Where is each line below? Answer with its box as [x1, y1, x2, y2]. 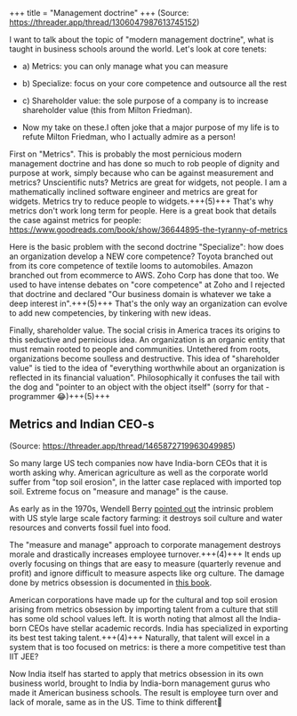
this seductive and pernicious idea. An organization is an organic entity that [9, 334, 285, 345]
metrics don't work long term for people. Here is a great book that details [9, 205, 277, 216]
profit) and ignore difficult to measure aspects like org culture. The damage [9, 567, 285, 578]
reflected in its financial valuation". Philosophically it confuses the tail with [9, 373, 280, 382]
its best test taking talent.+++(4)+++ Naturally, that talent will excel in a [9, 632, 270, 643]
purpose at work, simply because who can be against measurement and [9, 168, 274, 178]
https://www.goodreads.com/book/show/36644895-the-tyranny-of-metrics [9, 224, 288, 235]
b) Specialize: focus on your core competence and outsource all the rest [21, 78, 287, 88]
